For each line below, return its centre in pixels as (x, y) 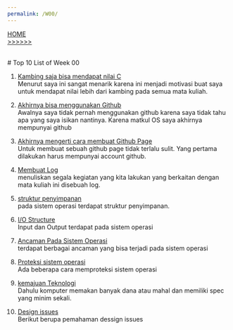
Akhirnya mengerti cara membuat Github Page (85, 141)
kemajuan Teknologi (46, 283)
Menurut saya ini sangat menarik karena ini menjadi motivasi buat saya (120, 84)
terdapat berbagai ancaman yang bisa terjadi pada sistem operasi (113, 248)
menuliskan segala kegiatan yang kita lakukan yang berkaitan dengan (118, 177)
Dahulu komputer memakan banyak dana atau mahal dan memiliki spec (121, 291)
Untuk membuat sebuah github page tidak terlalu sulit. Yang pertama (117, 148)
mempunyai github (45, 127)
